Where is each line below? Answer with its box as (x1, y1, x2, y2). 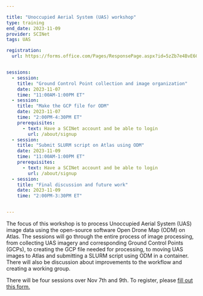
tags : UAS (6, 37, 31, 43)
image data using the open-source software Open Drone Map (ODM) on (6, 227, 185, 233)
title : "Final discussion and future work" (17, 182, 129, 188)
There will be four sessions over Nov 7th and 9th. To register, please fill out (6, 277, 193, 284)
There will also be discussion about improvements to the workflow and (6, 259, 182, 266)
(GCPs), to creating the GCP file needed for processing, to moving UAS (6, 246, 183, 253)
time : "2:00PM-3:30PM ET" (17, 193, 83, 199)
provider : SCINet (6, 31, 50, 37)
